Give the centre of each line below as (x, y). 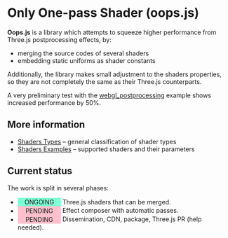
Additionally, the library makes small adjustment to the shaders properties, (115, 74)
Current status (40, 171)
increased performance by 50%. (54, 102)
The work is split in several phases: (58, 188)
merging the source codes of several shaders (83, 53)
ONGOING (39, 202)
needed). (31, 227)
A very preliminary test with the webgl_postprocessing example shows (109, 95)
